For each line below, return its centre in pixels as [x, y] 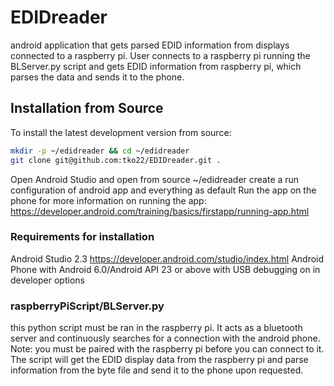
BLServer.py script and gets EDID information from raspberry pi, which [156, 66]
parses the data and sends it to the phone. [97, 77]
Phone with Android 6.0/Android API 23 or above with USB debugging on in [165, 269]
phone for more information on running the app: [108, 200]
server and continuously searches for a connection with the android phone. [165, 338]
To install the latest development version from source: [121, 132]
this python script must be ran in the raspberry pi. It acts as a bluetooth [156, 328]
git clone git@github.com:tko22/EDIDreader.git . [116, 160]
